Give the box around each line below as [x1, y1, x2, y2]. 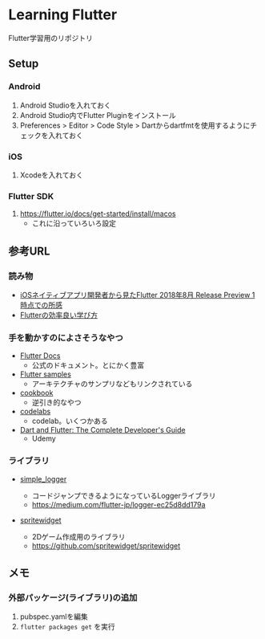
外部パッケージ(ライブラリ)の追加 [8, 592, 138, 603]
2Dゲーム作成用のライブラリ [31, 531, 126, 541]
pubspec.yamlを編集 [19, 612, 88, 621]
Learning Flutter [8, 6, 118, 24]
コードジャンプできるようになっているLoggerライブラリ [31, 490, 216, 500]
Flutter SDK [8, 190, 54, 201]
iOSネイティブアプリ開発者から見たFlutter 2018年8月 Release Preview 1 [19, 290, 255, 299]
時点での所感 [19, 299, 62, 310]
